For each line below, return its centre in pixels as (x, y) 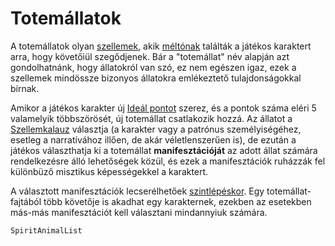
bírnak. (25, 88)
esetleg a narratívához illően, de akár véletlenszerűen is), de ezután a (153, 139)
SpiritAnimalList (46, 230)
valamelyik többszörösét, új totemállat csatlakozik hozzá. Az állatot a (151, 118)
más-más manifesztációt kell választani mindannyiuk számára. (139, 212)
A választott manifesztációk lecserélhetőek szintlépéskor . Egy (137, 191)
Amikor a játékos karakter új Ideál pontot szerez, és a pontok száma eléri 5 (163, 108)
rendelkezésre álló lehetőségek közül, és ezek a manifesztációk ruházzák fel (168, 161)
